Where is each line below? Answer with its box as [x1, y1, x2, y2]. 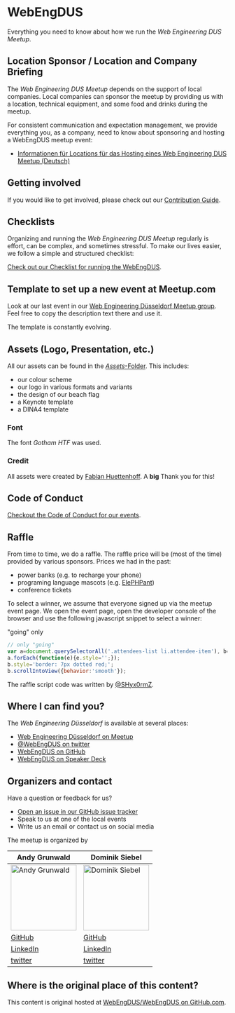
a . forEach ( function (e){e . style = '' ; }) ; [7, 654, 120, 661]
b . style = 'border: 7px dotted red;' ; [7, 660, 114, 668]
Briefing [7, 66, 43, 78]
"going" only [7, 628, 43, 637]
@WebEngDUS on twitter [17, 740, 90, 749]
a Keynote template [17, 397, 73, 406]
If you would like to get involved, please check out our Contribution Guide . [7, 196, 221, 204]
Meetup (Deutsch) [17, 156, 71, 165]
